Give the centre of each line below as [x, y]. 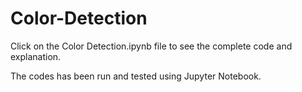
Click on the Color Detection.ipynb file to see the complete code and [151, 46]
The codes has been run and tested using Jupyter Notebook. [136, 76]
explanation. [36, 56]
